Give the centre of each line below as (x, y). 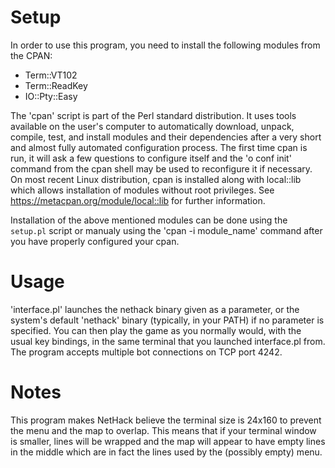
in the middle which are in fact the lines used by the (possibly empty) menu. (166, 452)
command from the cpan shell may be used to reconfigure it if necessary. (161, 168)
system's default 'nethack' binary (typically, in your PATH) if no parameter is (167, 320)
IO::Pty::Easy (51, 96)
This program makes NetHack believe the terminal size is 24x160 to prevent (166, 420)
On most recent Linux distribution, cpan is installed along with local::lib (156, 179)
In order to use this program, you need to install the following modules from (165, 45)
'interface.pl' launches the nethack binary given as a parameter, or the (155, 309)
